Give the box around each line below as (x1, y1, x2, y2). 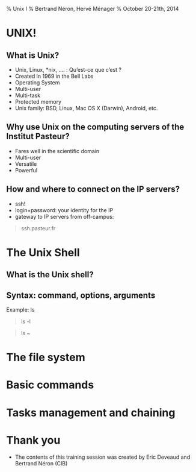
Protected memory (14, 98, 62, 105)
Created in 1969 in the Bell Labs (14, 72, 94, 80)
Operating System (14, 79, 60, 86)
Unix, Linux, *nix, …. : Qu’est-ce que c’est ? (14, 66, 122, 73)
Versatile (14, 160, 37, 168)
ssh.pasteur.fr (20, 224, 56, 231)
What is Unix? (6, 50, 60, 60)
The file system (6, 351, 85, 364)
